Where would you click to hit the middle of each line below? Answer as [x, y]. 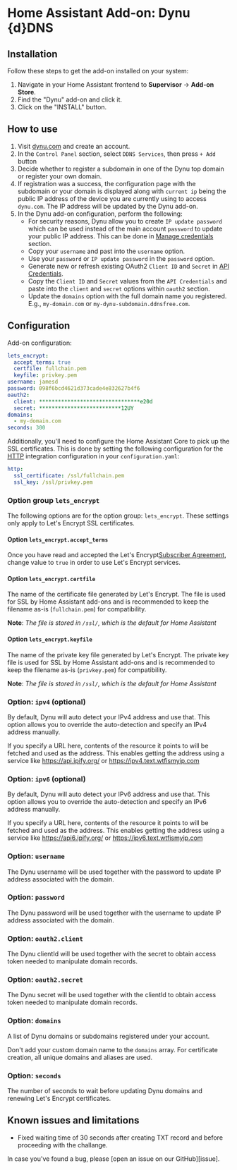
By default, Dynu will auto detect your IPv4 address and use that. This [109, 717]
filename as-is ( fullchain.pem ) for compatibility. [77, 609]
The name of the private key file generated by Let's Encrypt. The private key [118, 654]
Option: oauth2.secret [45, 980]
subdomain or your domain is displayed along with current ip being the [122, 191]
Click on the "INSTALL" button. [62, 107]
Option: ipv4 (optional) [47, 702]
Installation [32, 54]
